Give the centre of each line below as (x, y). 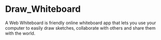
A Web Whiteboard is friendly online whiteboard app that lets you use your (80, 23)
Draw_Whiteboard (43, 9)
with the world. (20, 33)
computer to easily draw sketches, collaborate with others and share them (80, 28)
